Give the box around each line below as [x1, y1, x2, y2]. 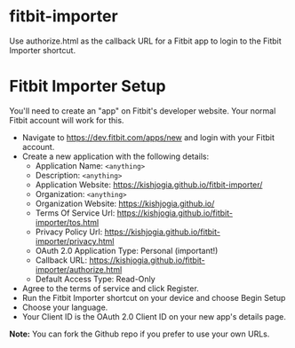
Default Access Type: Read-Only [35, 273, 155, 284]
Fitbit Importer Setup [9, 76, 166, 97]
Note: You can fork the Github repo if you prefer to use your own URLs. [9, 328, 270, 339]
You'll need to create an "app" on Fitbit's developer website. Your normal [9, 105, 276, 116]
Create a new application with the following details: [21, 151, 210, 162]
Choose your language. [21, 302, 108, 312]
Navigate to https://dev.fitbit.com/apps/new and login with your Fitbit [21, 131, 275, 143]
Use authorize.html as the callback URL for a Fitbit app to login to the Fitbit [9, 36, 282, 46]
